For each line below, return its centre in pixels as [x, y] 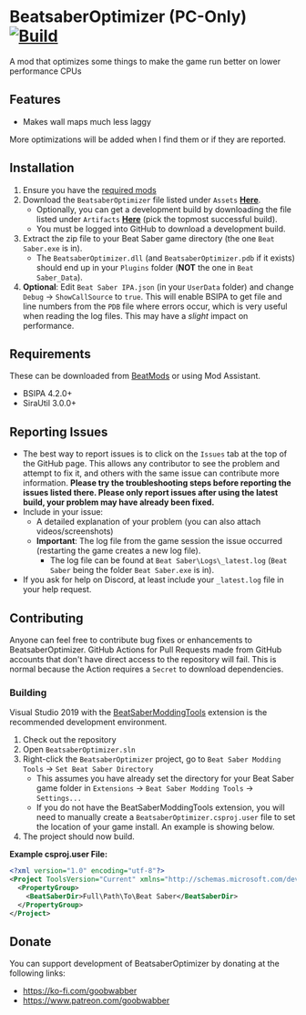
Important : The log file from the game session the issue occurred [159, 541]
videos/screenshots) [75, 531]
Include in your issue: [62, 512]
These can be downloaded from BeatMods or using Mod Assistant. [135, 376]
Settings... [59, 799]
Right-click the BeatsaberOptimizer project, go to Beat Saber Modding [152, 759]
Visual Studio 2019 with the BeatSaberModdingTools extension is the [138, 713]
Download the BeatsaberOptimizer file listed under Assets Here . [142, 200]
